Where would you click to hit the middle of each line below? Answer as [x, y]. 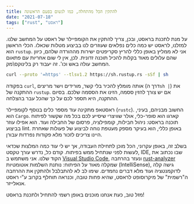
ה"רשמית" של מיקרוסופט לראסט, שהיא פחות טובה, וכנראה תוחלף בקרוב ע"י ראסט [97, 177]
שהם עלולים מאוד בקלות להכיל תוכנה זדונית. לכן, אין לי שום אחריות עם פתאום [91, 58]
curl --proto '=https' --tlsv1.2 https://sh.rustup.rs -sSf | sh [87, 75]
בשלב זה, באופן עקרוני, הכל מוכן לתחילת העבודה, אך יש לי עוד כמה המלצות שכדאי [96, 146]
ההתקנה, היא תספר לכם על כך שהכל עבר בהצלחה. [62, 98]
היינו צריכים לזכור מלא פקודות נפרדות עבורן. [54, 135]
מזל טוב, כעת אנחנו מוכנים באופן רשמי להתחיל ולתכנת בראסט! [75, 195]
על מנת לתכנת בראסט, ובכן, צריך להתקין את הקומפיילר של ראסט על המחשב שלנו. [97, 39]
